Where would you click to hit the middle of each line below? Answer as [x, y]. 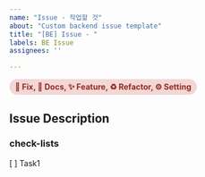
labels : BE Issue [42, 42]
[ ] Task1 [25, 163]
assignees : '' [36, 51]
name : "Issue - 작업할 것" [56, 17]
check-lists [34, 144]
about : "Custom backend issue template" [86, 26]
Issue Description [60, 118]
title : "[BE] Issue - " [54, 34]
